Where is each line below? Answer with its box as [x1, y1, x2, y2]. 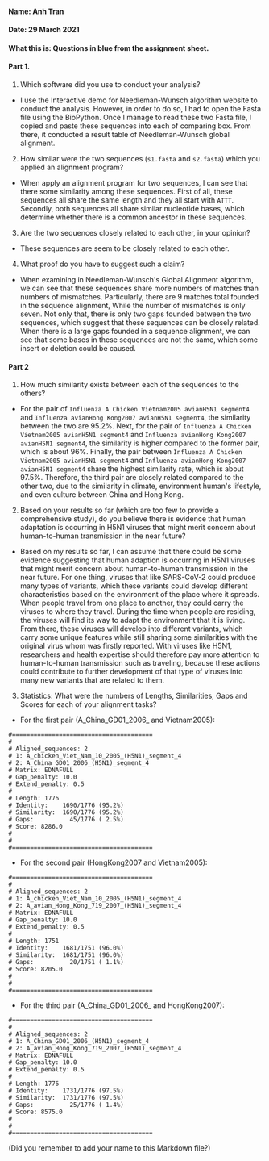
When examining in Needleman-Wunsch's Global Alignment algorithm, [19, 274, 254, 284]
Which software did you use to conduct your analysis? [19, 79, 201, 89]
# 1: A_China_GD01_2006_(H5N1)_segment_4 [8, 1038, 150, 1046]
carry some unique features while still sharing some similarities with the [19, 633, 258, 642]
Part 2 [8, 361, 30, 371]
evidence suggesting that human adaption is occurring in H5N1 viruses [19, 555, 255, 565]
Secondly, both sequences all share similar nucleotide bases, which [19, 203, 246, 213]
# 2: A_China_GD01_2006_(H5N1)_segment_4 [8, 759, 150, 767]
